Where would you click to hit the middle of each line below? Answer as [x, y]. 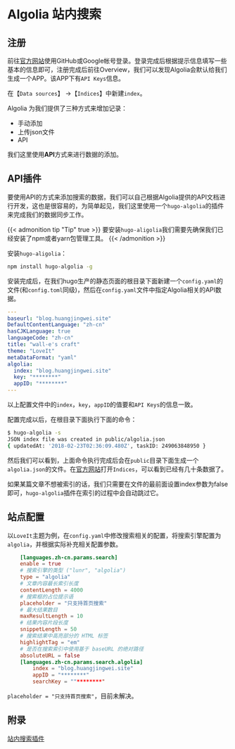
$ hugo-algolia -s [34, 433]
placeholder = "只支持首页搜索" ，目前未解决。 [72, 696]
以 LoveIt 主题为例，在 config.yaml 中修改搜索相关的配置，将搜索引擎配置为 [114, 535]
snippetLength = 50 [49, 629]
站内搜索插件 [26, 738]
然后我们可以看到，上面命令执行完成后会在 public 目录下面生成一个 [103, 460]
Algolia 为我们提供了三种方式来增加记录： [68, 108]
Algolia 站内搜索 [55, 14]
